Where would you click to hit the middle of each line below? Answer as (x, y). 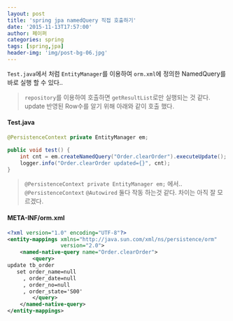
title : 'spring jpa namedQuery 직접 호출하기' (72, 20)
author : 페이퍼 (27, 33)
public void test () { (39, 150)
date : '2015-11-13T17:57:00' (50, 27)
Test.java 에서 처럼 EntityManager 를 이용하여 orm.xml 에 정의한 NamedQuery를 (116, 74)
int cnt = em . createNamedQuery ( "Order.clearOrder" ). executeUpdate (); (123, 156)
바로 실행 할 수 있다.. (35, 82)
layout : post (26, 14)
